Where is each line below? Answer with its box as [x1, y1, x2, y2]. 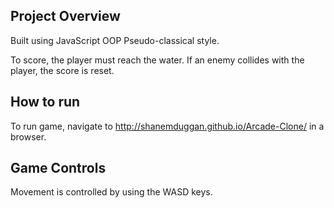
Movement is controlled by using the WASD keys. [10, 186, 213, 198]
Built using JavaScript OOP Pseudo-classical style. [10, 34, 220, 46]
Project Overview [10, 8, 121, 25]
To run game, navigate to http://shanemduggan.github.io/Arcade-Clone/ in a [10, 120, 325, 132]
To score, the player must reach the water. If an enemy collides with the [10, 54, 305, 66]
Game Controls [10, 160, 107, 177]
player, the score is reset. [10, 64, 115, 76]
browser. [10, 130, 47, 143]
